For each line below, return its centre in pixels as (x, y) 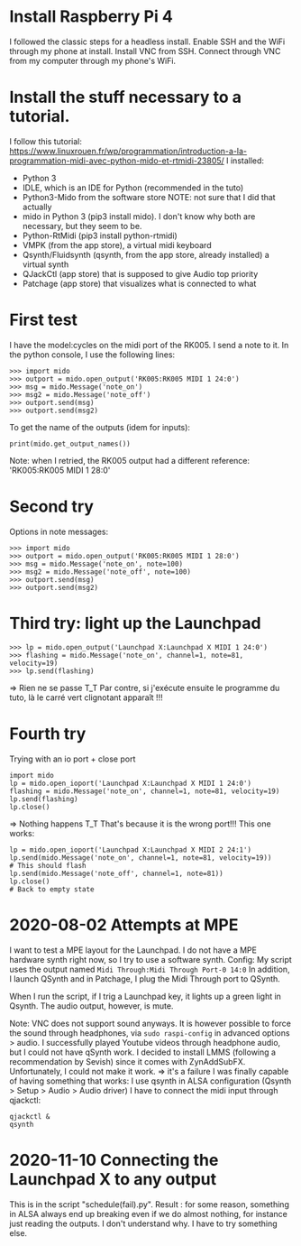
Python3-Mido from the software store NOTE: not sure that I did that (149, 197)
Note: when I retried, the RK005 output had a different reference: (130, 460)
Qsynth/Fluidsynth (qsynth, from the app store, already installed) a (146, 254)
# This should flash (48, 865)
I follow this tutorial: (46, 141)
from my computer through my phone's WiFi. (93, 60)
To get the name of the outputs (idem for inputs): (100, 427)
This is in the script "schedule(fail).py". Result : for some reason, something (150, 1204)
